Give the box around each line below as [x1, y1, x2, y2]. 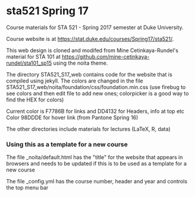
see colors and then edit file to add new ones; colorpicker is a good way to [6, 90, 189, 97]
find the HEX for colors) [6, 96, 64, 103]
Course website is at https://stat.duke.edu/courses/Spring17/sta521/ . [6, 35, 174, 42]
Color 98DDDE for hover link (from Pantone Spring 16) [6, 114, 139, 121]
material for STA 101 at [6, 53, 61, 60]
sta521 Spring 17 [6, 4, 89, 18]
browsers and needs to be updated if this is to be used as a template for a [6, 160, 187, 167]
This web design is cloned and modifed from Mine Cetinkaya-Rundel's [6, 46, 178, 54]
